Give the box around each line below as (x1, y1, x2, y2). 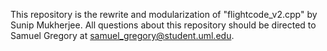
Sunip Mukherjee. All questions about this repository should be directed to (10, 19, 317, 31)
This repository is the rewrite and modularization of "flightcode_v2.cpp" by (10, 9, 318, 20)
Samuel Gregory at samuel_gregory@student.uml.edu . (10, 30, 235, 41)
